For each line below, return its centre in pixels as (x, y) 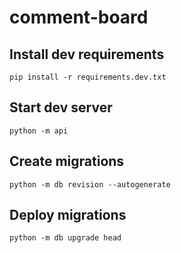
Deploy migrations (68, 215)
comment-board (79, 17)
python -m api (39, 131)
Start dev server (61, 107)
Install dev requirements (87, 54)
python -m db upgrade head (65, 238)
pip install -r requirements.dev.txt (88, 77)
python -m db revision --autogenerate (90, 184)
